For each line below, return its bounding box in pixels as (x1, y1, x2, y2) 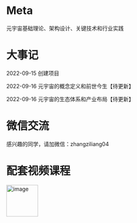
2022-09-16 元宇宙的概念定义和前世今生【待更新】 (6, 82, 135, 90)
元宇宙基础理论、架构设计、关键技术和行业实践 (6, 24, 124, 32)
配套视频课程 (6, 164, 71, 177)
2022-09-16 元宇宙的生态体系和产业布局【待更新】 (6, 95, 135, 102)
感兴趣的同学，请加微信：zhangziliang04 (6, 140, 110, 147)
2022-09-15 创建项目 (6, 69, 60, 77)
